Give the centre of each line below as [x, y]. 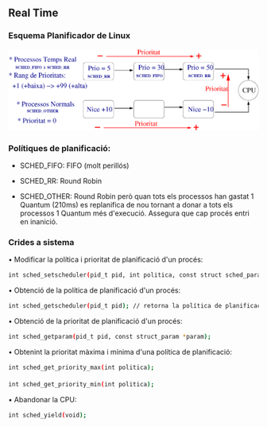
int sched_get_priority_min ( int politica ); [81, 384]
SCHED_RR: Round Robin [60, 181]
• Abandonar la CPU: [43, 399]
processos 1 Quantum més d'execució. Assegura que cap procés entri [135, 213]
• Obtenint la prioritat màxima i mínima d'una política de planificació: [120, 351]
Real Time [33, 13]
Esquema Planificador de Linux [70, 36]
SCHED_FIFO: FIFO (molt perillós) [74, 165]
